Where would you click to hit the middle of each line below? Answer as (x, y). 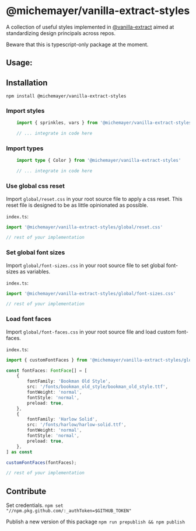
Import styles (25, 111)
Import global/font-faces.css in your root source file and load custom (91, 332)
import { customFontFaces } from (47, 360)
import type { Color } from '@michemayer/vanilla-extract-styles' (99, 161)
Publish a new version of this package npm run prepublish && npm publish (96, 522)
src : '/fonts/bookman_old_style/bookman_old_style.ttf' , (97, 387)
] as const (19, 452)
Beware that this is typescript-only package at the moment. (77, 44)
